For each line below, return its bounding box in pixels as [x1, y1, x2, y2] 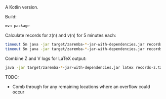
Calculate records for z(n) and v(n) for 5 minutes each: [5, 32, 116, 38]
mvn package [5, 23, 30, 28]
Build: [5, 14, 17, 19]
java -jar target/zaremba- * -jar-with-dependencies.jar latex [5, 65, 134, 70]
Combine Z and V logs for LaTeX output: [5, 55, 87, 61]
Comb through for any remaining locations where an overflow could [12, 84, 150, 90]
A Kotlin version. [5, 4, 39, 10]
